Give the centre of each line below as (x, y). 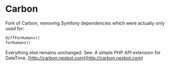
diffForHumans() (23, 38)
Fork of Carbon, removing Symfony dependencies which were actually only (85, 23)
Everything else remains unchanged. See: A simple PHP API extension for (83, 52)
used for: (15, 28)
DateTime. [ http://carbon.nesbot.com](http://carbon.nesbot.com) (74, 58)
